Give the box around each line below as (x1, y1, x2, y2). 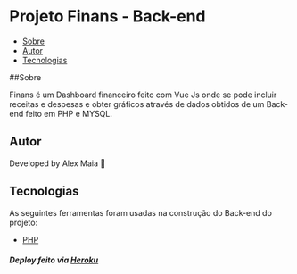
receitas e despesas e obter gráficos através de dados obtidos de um (9, 98, 265, 109)
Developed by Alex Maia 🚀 (9, 158, 106, 169)
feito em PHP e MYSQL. (25, 108, 113, 119)
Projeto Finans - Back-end (9, 6, 207, 27)
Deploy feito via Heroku (9, 254, 99, 265)
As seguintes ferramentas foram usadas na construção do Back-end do (9, 207, 272, 218)
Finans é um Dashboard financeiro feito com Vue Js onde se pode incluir (9, 89, 277, 100)
